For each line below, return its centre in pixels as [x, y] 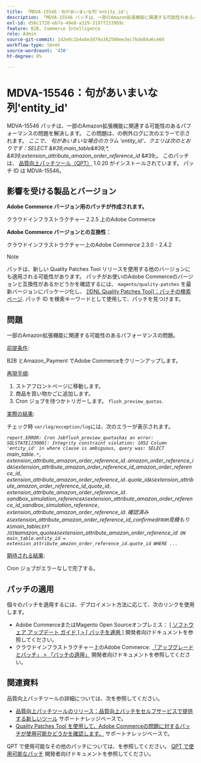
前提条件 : [18, 348]
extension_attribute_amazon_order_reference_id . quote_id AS [81, 480]
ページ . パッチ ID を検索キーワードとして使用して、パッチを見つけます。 [95, 299]
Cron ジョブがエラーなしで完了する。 [53, 569]
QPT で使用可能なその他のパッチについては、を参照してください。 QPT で [98, 746]
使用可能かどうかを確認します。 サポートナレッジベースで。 [100, 733]
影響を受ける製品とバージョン [62, 191]
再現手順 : [18, 373]
